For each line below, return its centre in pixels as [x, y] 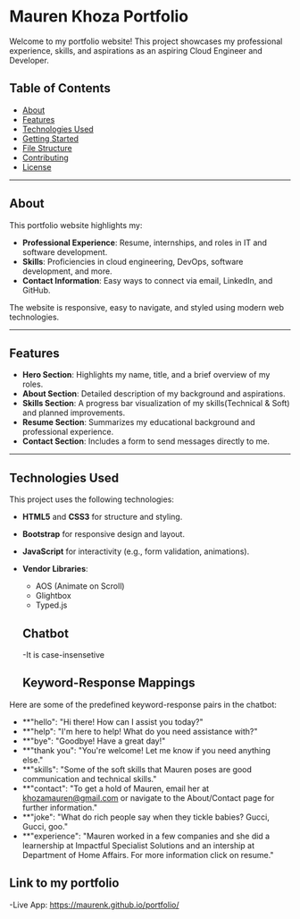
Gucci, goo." [45, 826]
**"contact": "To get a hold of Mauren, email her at [116, 788]
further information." [60, 807]
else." [33, 760]
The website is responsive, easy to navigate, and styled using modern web [146, 307]
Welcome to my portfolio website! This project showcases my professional [146, 41]
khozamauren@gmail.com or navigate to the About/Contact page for [148, 797]
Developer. [29, 60]
